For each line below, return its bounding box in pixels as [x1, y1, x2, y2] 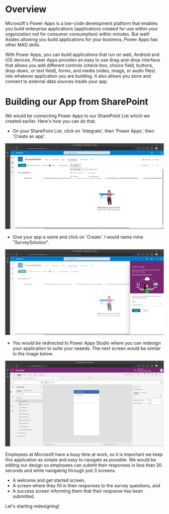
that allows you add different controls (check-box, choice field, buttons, [5, 62, 153, 68]
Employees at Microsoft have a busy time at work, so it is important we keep [5, 451, 163, 457]
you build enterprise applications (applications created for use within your [5, 25, 158, 31]
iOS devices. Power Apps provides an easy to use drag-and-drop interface [5, 57, 160, 63]
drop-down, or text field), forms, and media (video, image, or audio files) [5, 67, 155, 74]
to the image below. [12, 351, 54, 357]
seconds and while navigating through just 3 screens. [5, 468, 116, 474]
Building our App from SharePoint [5, 96, 148, 108]
